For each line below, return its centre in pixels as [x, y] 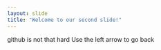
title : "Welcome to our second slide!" [65, 20]
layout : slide [28, 13]
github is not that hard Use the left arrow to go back [80, 39]
